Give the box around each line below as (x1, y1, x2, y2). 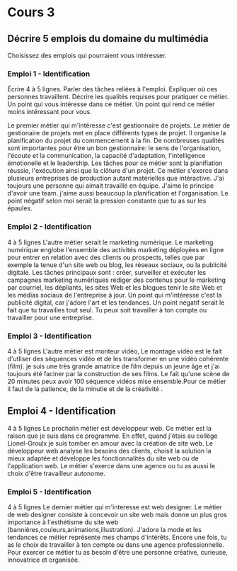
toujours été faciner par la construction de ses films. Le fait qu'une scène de (7, 369, 230, 378)
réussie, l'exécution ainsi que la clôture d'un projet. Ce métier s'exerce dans (7, 166, 229, 175)
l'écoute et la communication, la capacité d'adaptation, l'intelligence (7, 152, 206, 160)
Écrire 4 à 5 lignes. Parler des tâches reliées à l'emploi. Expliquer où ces (7, 85, 218, 94)
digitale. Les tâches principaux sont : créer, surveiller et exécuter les (7, 268, 207, 276)
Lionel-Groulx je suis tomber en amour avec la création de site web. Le (7, 439, 214, 447)
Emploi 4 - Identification (7, 405, 116, 417)
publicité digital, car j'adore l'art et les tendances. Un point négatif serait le (7, 298, 225, 307)
